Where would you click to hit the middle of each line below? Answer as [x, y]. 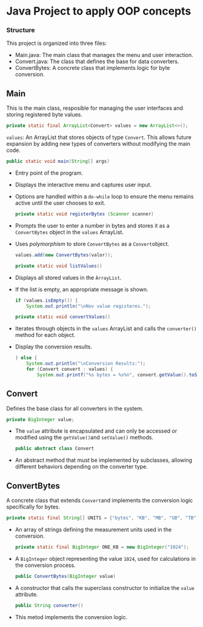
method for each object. [45, 335]
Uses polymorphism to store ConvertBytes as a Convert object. [92, 243]
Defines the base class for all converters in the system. [75, 408]
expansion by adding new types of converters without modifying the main [98, 144]
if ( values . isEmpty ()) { [46, 300]
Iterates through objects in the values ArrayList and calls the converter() [106, 328]
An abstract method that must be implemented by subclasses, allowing [104, 460]
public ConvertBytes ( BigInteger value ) [65, 576]
